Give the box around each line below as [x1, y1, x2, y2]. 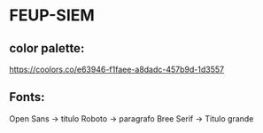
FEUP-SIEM [9, 5, 95, 26]
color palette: [9, 41, 85, 56]
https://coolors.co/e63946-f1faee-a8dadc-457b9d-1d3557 [9, 64, 224, 74]
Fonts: [9, 90, 45, 105]
